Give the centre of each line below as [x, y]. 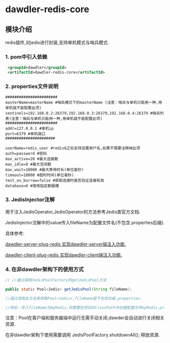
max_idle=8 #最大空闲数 [28, 164]
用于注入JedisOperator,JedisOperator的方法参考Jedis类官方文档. [73, 212]
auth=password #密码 [26, 154]
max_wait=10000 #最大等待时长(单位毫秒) [45, 170]
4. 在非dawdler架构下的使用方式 [45, 269]
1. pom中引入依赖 [26, 57]
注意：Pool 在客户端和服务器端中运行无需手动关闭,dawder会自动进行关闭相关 [85, 318]
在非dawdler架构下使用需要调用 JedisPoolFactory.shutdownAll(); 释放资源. [83, 335]
